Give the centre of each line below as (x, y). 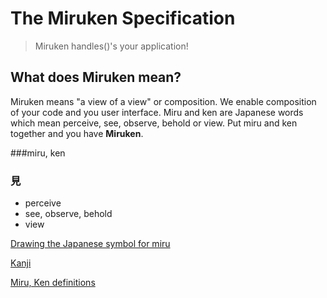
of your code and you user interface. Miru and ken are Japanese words (157, 112)
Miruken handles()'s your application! (111, 46)
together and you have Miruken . (77, 133)
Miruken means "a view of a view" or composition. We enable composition (163, 101)
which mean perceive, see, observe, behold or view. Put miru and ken (154, 123)
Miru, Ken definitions (53, 283)
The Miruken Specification (123, 18)
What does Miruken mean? (96, 77)
